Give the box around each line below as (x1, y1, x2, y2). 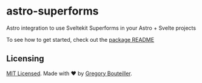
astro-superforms (6, 4, 99, 18)
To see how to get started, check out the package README (6, 36, 155, 43)
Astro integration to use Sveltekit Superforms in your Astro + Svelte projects (6, 24, 196, 32)
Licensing (6, 53, 44, 64)
